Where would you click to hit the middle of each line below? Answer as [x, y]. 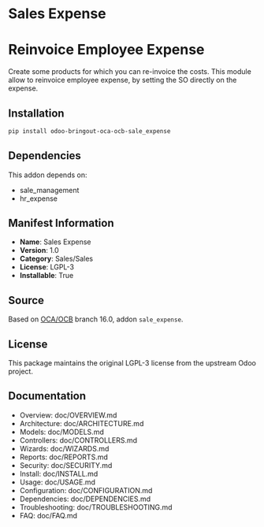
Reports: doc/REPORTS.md [64, 457]
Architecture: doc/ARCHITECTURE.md [82, 423]
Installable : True [46, 276]
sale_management [49, 190]
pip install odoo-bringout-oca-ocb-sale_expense [89, 131]
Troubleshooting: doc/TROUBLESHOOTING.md [96, 507]
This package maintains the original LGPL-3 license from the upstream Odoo [132, 363]
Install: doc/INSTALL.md [59, 473]
